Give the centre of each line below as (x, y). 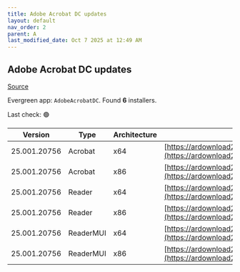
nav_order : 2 (27, 27)
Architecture (135, 135)
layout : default (31, 21)
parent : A (22, 34)
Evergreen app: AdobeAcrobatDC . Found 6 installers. (82, 100)
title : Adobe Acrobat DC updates (57, 14)
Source (18, 86)
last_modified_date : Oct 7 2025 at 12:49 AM (75, 41)
